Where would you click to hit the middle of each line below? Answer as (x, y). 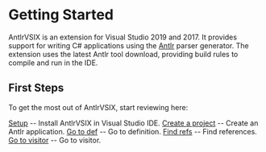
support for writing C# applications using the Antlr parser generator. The (129, 45)
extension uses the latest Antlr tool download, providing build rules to (123, 54)
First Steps (36, 88)
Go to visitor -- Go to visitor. (55, 140)
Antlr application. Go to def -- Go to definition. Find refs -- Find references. (133, 131)
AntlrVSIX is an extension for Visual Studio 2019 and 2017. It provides (123, 37)
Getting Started (61, 15)
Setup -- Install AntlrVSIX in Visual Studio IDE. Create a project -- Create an (133, 123)
